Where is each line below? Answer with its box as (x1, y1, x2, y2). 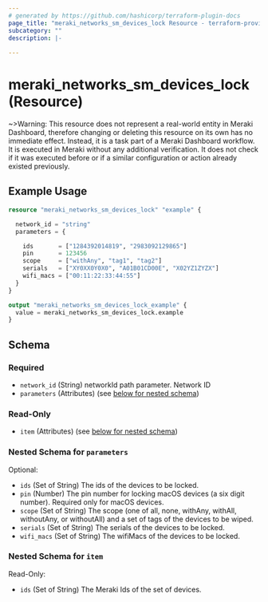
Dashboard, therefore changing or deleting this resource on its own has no (8, 128, 254, 137)
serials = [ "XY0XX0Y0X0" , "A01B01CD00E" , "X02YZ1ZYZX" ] (22, 264, 219, 272)
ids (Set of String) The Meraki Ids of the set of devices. (19, 584, 202, 594)
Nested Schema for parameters (8, 446, 129, 457)
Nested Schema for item (8, 551, 104, 562)
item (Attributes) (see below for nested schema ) (19, 426, 178, 436)
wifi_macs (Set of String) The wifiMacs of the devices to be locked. (19, 531, 241, 541)
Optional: (8, 465, 38, 474)
